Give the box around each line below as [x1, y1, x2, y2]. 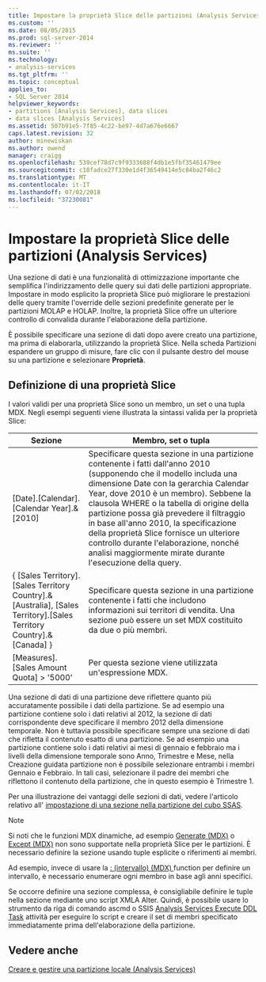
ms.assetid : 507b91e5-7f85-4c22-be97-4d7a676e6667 [8, 122, 179, 130]
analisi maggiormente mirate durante [88, 547, 226, 558]
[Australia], [12, 599, 54, 611]
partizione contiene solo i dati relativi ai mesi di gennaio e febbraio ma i [8, 743, 240, 752]
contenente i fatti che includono [88, 595, 207, 606]
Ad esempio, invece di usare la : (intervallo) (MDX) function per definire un [8, 863, 251, 873]
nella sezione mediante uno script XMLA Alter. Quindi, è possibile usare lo [8, 896, 249, 905]
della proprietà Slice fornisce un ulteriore [88, 527, 240, 539]
